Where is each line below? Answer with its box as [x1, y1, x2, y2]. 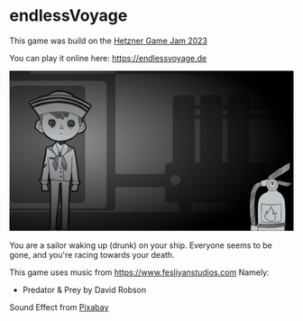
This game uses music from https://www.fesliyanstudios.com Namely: [9, 267, 270, 278]
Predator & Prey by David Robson [22, 284, 147, 295]
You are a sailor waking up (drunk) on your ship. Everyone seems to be [9, 240, 273, 251]
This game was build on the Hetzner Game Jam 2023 [9, 35, 208, 46]
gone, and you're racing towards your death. [9, 249, 175, 260]
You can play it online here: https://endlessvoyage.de [9, 52, 207, 63]
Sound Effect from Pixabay [9, 301, 109, 312]
